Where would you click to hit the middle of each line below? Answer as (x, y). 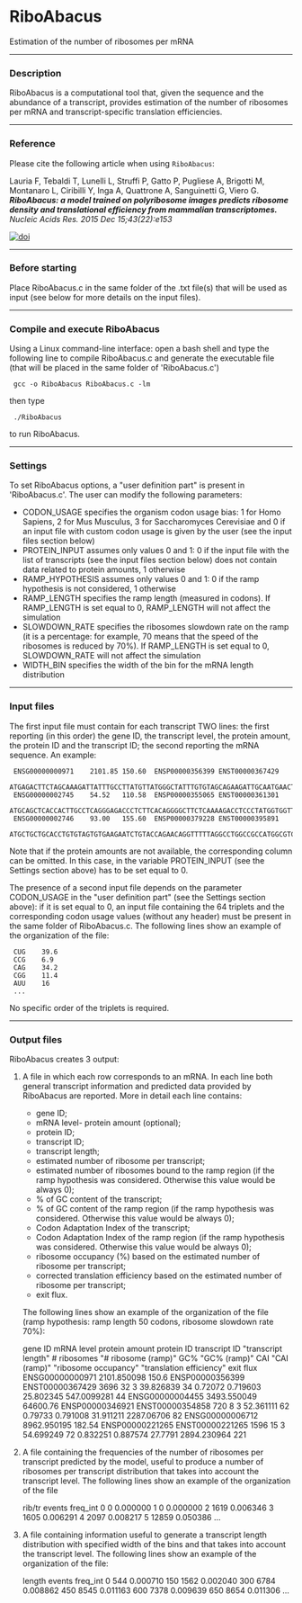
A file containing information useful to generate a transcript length (145, 1535)
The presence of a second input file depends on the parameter (126, 887)
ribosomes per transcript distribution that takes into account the (140, 1472)
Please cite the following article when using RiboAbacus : (112, 163)
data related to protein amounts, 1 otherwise (104, 569)
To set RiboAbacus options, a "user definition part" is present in (127, 485)
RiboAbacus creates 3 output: (64, 1060)
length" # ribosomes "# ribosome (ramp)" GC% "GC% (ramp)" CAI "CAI (155, 1358)
